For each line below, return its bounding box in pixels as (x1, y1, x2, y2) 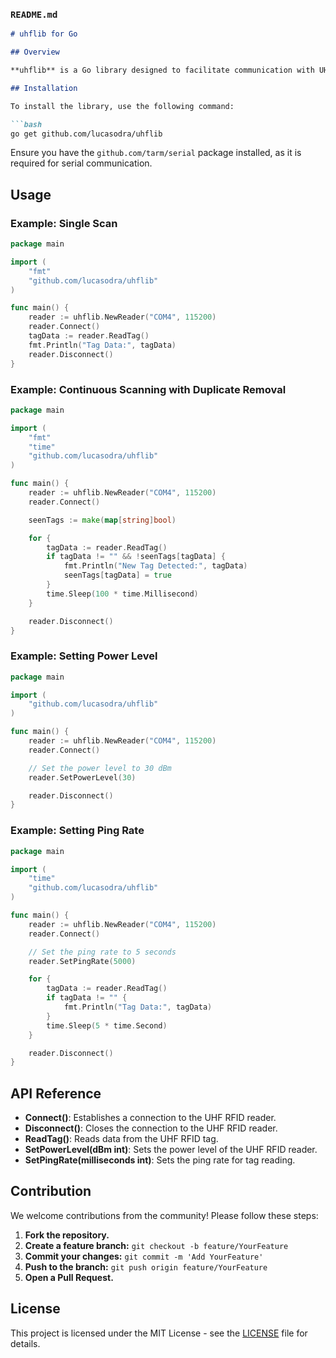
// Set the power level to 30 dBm (28, 763, 172, 773)
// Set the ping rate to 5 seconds (28, 947, 177, 957)
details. (10, 1337, 41, 1349)
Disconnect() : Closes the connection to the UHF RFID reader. (24, 1122, 278, 1134)
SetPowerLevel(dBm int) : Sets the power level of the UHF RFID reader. (24, 1144, 318, 1156)
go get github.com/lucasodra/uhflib (10, 129, 163, 139)
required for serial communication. (10, 157, 153, 169)
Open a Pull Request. (24, 1271, 114, 1283)
